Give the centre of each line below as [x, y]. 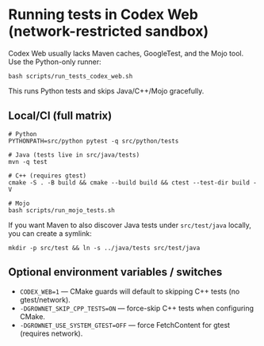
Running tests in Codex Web [103, 15]
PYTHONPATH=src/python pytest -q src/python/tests [94, 141]
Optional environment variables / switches [115, 272]
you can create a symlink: [50, 233]
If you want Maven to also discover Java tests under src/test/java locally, [130, 225]
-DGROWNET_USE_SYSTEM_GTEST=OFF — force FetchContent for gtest [125, 325]
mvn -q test [28, 162]
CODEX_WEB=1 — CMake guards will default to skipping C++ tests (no [130, 291]
